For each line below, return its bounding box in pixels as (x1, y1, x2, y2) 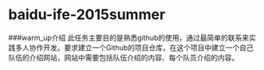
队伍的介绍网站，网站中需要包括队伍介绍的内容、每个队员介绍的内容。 (8, 52, 239, 62)
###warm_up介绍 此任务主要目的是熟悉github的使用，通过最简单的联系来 (8, 33, 250, 42)
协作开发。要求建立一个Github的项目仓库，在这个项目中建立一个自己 (29, 42, 254, 52)
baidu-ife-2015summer (8, 6, 166, 24)
